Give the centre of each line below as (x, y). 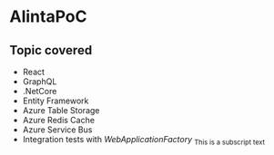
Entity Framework (56, 101)
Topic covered (51, 50)
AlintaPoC (48, 17)
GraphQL (40, 82)
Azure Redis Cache (59, 120)
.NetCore (40, 91)
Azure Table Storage (61, 110)
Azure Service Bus (57, 130)
